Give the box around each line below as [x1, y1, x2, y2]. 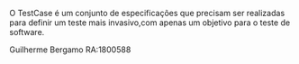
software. [9, 27, 45, 37]
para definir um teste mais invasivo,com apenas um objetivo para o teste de [9, 17, 291, 28]
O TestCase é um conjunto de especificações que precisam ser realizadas [9, 8, 285, 18]
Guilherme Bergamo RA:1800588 [9, 44, 131, 55]
